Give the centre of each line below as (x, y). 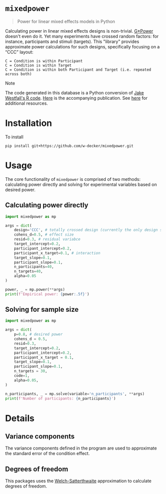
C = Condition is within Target (38, 65)
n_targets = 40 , (28, 271)
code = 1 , (22, 376)
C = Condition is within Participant (44, 61)
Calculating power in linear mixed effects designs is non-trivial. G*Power (79, 31)
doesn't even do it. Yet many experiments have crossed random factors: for (82, 36)
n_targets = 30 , (31, 371)
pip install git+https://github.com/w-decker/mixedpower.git (69, 146)
